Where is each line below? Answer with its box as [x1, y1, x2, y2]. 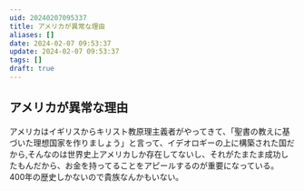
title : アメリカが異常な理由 [9, 22, 106, 31]
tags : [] [9, 55, 43, 65]
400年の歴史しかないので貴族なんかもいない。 [9, 171, 184, 182]
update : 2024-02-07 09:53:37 [9, 47, 120, 56]
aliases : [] [9, 30, 54, 39]
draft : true [9, 65, 54, 74]
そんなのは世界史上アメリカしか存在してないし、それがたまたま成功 [27, 148, 281, 159]
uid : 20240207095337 [9, 13, 88, 23]
